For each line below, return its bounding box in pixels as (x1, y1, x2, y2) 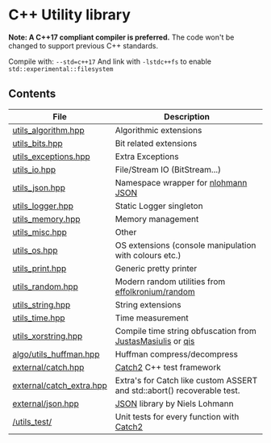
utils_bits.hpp (12, 137, 63, 148)
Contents (8, 87, 56, 101)
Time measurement (115, 312, 189, 324)
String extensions (115, 299, 181, 310)
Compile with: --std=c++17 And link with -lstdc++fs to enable (8, 56, 212, 66)
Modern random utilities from (115, 276, 226, 287)
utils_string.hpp (12, 299, 71, 310)
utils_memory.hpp (12, 213, 81, 224)
